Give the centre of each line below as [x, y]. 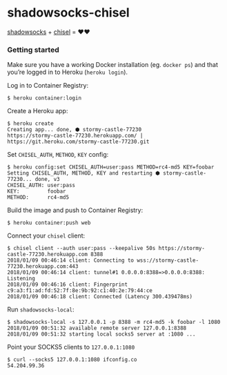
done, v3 [47, 180]
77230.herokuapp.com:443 [43, 267]
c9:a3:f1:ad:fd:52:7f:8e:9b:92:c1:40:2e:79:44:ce [80, 291]
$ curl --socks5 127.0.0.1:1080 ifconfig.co [72, 360]
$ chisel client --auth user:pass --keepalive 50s [81, 249]
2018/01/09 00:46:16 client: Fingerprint [68, 285]
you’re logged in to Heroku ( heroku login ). [68, 72]
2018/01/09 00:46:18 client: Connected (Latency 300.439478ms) [100, 297]
